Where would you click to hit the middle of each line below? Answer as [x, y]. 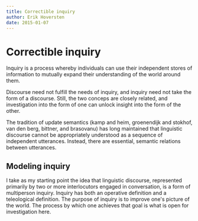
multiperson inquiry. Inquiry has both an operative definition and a [86, 193]
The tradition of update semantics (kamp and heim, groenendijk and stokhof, [99, 122]
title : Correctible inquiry [41, 12]
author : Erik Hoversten [35, 17]
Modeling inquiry [38, 166]
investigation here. [29, 212]
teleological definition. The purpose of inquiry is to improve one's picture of [98, 199]
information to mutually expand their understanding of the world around [93, 74]
